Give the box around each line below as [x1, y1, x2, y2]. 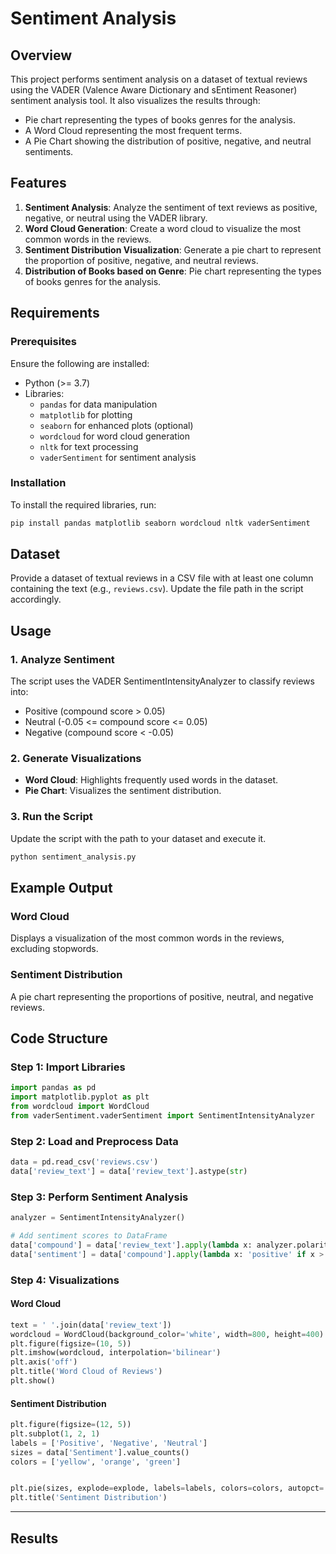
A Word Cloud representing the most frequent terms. [24, 125, 243, 136]
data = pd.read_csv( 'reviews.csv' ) [10, 1157, 159, 1167]
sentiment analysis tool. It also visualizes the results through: [10, 95, 261, 106]
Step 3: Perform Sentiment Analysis [10, 1190, 189, 1204]
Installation [10, 476, 67, 490]
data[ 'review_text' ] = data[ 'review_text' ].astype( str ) [10, 1166, 248, 1176]
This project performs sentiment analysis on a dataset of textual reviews [10, 73, 308, 85]
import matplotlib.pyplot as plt [10, 1092, 150, 1102]
